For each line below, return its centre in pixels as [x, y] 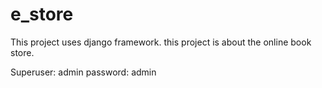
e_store [42, 14]
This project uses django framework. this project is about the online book [161, 42]
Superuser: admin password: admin [83, 72]
